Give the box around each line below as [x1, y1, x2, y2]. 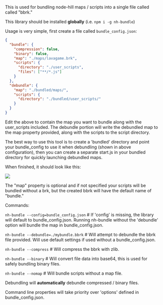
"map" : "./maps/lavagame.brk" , [14, 56, 77, 61]
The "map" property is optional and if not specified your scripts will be [5, 183, 146, 188]
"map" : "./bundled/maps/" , [14, 87, 69, 92]
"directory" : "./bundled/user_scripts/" [18, 97, 101, 102]
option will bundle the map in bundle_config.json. [5, 222, 104, 228]
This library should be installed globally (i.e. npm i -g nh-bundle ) [5, 19, 135, 24]
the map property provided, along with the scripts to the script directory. [5, 129, 150, 135]
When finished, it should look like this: [5, 163, 81, 170]
